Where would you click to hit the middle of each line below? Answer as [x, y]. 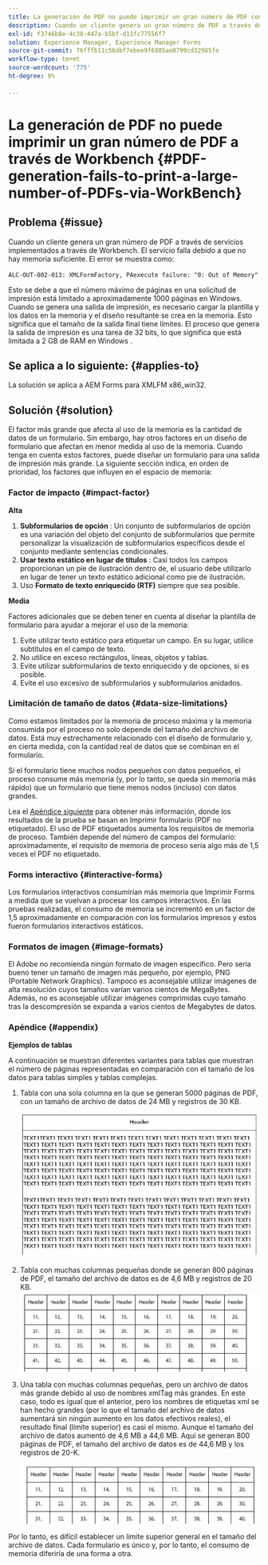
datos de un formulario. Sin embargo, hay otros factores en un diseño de [128, 438]
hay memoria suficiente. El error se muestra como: [91, 258]
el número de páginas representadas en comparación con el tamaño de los [132, 1069]
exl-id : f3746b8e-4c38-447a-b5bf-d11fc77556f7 [87, 34]
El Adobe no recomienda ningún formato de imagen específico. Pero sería [130, 964]
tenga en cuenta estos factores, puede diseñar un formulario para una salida [134, 455]
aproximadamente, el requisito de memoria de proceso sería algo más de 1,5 [134, 845]
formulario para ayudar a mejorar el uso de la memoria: [99, 625]
